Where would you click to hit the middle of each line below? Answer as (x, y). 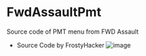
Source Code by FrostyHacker (60, 45)
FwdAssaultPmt (54, 12)
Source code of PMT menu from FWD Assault (73, 31)
